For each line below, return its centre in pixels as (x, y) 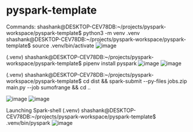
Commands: (21, 27)
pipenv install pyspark (110, 63)
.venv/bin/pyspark (28, 123)
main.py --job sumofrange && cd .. (48, 87)
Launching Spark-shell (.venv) (43, 110)
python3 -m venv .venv (111, 33)
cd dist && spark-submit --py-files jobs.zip (135, 81)
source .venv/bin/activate (63, 46)
